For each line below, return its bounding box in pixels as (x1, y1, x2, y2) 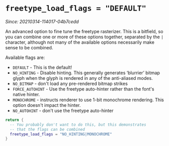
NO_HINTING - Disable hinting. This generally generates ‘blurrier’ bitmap (12, 70, 160, 76)
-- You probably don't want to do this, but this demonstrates (10, 122, 146, 127)
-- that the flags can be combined (10, 127, 85, 132)
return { (5, 117, 24, 123)
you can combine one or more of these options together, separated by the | (5, 34, 164, 40)
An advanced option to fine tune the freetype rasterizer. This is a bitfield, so (5, 28, 163, 34)
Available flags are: (5, 54, 45, 61)
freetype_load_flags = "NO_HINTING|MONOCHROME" (10, 131, 113, 137)
